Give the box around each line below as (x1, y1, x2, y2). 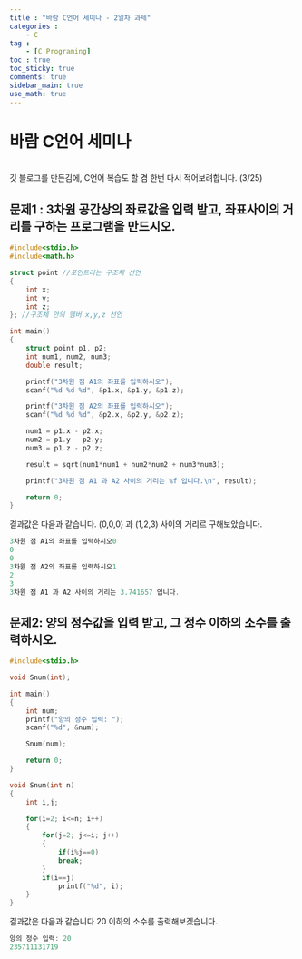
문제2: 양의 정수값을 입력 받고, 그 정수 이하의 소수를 (9, 615, 278, 630)
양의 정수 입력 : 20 (9, 934, 72, 944)
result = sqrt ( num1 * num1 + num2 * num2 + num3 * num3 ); (25, 460, 225, 469)
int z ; (25, 302, 51, 311)
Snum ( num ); (25, 739, 67, 749)
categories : (9, 22, 59, 31)
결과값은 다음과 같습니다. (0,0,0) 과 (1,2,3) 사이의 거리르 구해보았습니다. (9, 519, 263, 529)
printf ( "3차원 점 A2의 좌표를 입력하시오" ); (25, 401, 174, 411)
